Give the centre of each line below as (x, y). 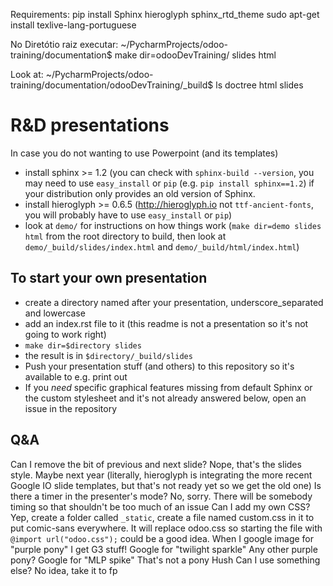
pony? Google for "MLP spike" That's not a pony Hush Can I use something (165, 560)
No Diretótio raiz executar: (64, 44)
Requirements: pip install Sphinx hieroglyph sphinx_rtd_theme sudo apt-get (165, 14)
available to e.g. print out (76, 376)
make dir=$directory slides (83, 345)
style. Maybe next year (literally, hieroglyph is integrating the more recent (161, 475)
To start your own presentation (109, 278)
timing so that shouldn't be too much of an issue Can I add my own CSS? (160, 506)
